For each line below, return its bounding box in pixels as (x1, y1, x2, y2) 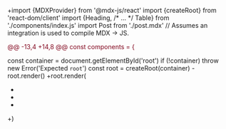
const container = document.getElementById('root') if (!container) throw (7, 56, 219, 65)
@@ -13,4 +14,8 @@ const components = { (7, 43, 135, 51)
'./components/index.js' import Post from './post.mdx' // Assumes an (7, 21, 208, 29)
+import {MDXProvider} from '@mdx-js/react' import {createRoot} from (7, 6, 217, 14)
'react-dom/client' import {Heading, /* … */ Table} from (7, 14, 170, 22)
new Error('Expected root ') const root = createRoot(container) (7, 64, 190, 72)
